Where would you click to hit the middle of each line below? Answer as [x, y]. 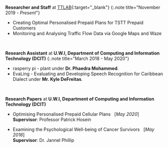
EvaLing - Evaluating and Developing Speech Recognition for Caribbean [88, 74]
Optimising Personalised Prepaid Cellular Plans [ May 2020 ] [76, 114]
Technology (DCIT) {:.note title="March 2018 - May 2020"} [67, 58]
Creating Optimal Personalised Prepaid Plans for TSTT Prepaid [78, 23]
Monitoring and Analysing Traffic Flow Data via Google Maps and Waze [87, 33]
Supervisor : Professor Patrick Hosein [52, 120]
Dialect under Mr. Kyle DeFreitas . [47, 79]
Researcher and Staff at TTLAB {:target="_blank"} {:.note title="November [83, 7]
